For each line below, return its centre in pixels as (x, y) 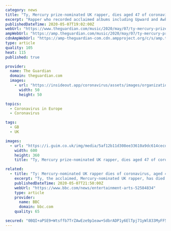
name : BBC (29, 202)
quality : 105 (19, 48)
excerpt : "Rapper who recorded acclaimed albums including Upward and (82, 19)
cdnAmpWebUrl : (20, 39)
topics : (13, 104)
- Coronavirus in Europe (36, 109)
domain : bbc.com (36, 207)
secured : (15, 221)
